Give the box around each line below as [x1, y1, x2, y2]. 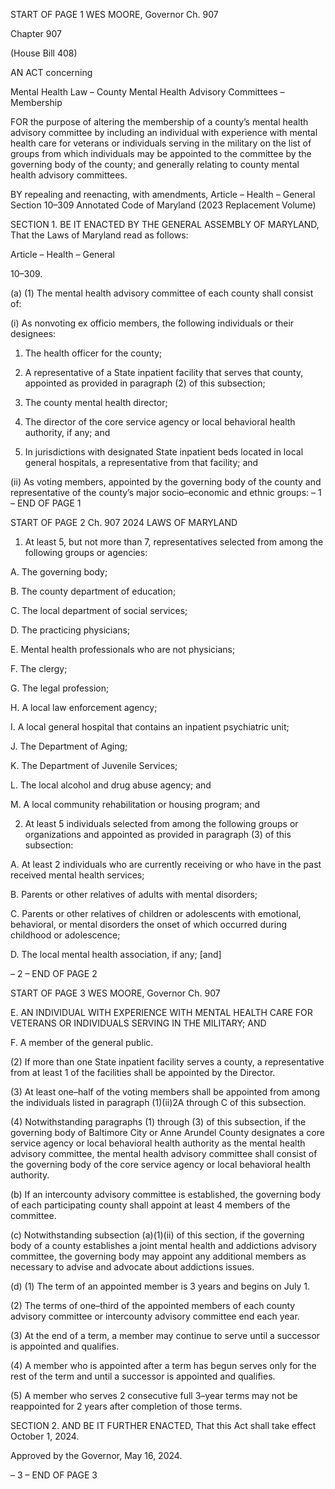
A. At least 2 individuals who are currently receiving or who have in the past [10, 859, 322, 870]
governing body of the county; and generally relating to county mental [10, 159, 300, 170]
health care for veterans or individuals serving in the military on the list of [10, 137, 312, 149]
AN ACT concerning [10, 67, 93, 78]
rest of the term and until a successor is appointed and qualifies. [10, 1370, 276, 1382]
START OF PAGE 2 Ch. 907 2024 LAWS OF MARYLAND [10, 517, 238, 528]
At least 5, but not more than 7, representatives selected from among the [24, 536, 324, 548]
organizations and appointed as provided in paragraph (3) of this [24, 829, 292, 840]
